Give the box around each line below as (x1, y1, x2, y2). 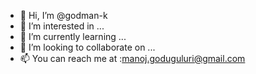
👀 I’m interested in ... (19, 20, 105, 32)
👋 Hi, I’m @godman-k (19, 10, 108, 21)
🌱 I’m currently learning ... (19, 31, 127, 42)
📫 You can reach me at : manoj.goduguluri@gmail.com (19, 53, 246, 64)
